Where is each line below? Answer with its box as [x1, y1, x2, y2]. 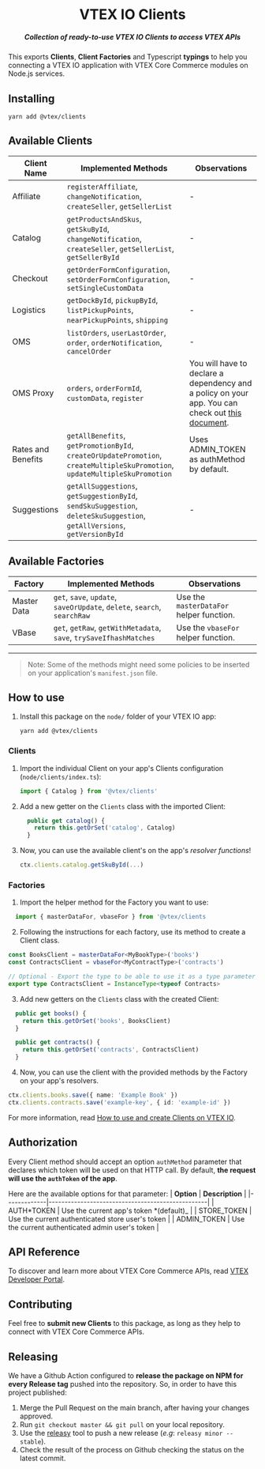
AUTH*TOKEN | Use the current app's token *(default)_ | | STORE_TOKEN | [8, 1206, 252, 1215]
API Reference [8, 1245, 80, 1259]
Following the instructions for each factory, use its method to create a [19, 927, 246, 937]
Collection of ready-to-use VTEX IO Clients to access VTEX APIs [24, 32, 241, 41]
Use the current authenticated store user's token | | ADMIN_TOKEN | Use [8, 1214, 245, 1223]
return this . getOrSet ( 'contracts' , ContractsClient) [22, 1046, 200, 1054]
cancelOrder [66, 346, 112, 356]
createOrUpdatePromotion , [66, 449, 162, 460]
